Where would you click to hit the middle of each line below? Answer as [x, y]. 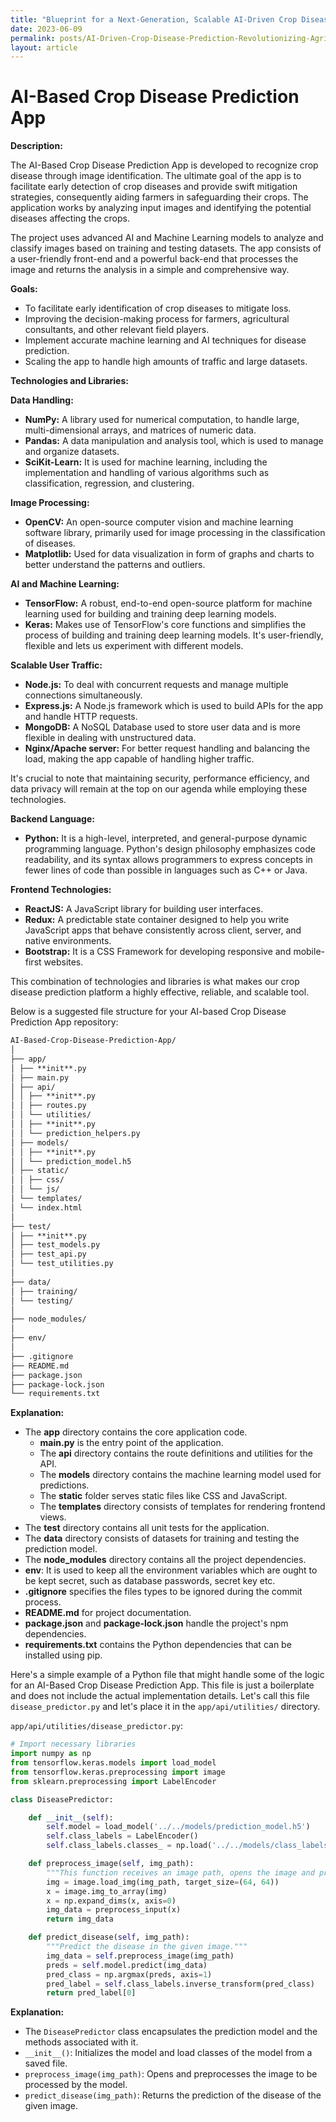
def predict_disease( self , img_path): [109, 1937]
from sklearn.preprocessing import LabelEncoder [113, 1781]
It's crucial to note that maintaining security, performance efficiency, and [160, 778]
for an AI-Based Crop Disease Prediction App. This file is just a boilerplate [162, 1685]
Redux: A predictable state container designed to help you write [157, 920]
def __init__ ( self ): [71, 1817]
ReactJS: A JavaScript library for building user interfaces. [144, 909]
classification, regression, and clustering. [109, 483]
